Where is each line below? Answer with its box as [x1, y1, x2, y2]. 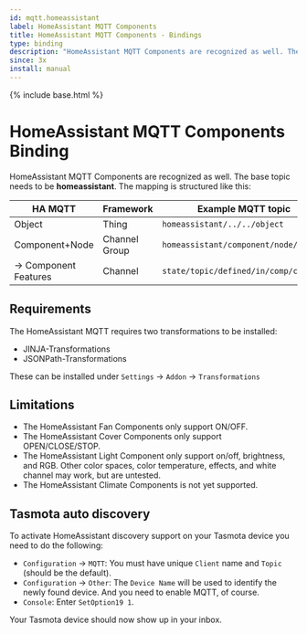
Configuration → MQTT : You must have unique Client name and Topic [22, 558, 282, 569]
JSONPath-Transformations [22, 353, 127, 364]
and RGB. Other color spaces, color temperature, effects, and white [22, 460, 277, 471]
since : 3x [9, 56, 48, 65]
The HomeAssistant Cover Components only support [22, 431, 222, 442]
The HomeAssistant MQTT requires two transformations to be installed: [9, 325, 278, 336]
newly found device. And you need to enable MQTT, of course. [22, 586, 260, 598]
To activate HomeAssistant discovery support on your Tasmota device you [9, 531, 290, 542]
